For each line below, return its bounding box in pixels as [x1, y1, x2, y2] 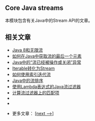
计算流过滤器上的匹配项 [12, 90, 59, 96]
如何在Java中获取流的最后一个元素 [12, 53, 82, 59]
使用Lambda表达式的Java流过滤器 [12, 83, 81, 89]
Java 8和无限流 [12, 47, 43, 53]
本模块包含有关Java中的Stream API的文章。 [5, 17, 93, 23]
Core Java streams [5, 4, 63, 12]
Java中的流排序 [12, 78, 44, 83]
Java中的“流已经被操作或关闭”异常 [12, 59, 81, 65]
